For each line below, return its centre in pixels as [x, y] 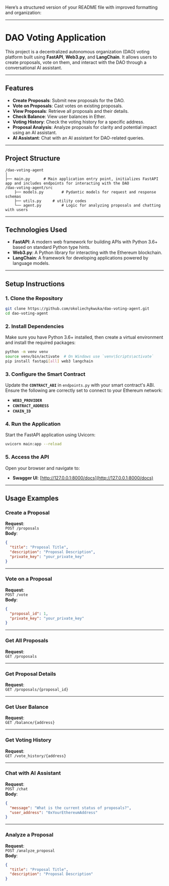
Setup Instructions [35, 284]
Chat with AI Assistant [33, 773]
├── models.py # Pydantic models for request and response [85, 192]
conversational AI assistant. [34, 67]
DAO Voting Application [56, 38]
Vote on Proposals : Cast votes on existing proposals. [68, 106]
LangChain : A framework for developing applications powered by [80, 258]
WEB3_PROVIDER [27, 401]
